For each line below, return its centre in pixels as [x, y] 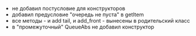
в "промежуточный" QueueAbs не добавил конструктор [83, 27]
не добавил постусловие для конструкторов [69, 8]
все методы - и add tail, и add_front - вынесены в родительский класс [101, 21]
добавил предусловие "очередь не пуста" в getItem [78, 15]
